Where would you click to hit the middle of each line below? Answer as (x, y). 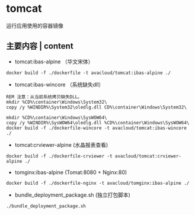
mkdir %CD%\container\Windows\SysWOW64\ (57, 117)
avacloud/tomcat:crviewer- (148, 156)
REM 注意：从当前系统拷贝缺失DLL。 (44, 97)
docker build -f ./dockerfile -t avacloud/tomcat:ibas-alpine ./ (88, 73)
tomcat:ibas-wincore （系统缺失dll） (59, 84)
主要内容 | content (40, 46)
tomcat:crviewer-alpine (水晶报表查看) (61, 145)
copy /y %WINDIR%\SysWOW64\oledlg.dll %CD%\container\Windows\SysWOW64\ (98, 123)
